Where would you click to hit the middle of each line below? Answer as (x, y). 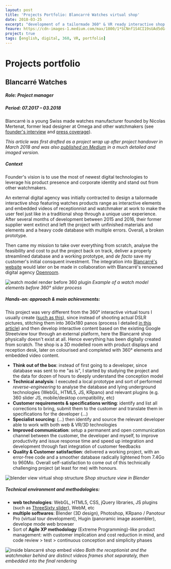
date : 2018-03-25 (24, 19)
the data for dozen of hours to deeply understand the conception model (88, 376)
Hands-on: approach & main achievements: (53, 299)
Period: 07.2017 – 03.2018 (33, 108)
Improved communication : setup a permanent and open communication (89, 430)
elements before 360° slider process (44, 288)
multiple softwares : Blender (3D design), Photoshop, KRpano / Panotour (89, 513)
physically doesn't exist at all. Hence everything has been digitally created (83, 339)
